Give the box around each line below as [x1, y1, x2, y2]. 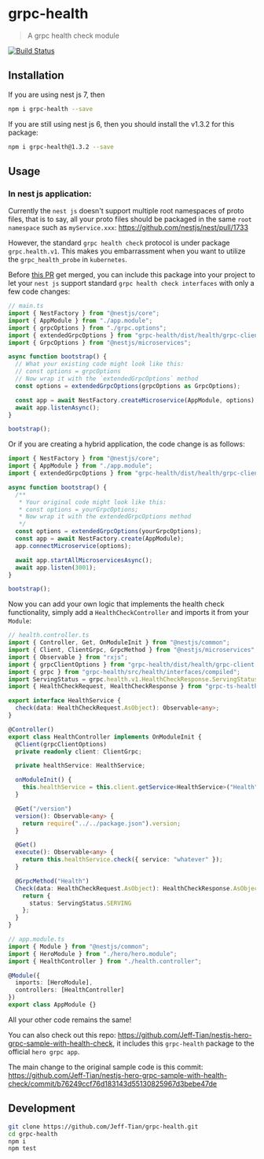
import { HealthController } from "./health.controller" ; [8, 957, 202, 965]
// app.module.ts [8, 935, 65, 943]
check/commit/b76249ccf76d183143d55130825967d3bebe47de [8, 1079, 218, 1088]
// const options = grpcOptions [15, 368, 122, 376]
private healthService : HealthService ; [15, 761, 146, 770]
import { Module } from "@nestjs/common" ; [8, 942, 149, 950]
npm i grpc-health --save [8, 105, 93, 113]
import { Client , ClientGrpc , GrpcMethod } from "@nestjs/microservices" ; [8, 646, 258, 654]
